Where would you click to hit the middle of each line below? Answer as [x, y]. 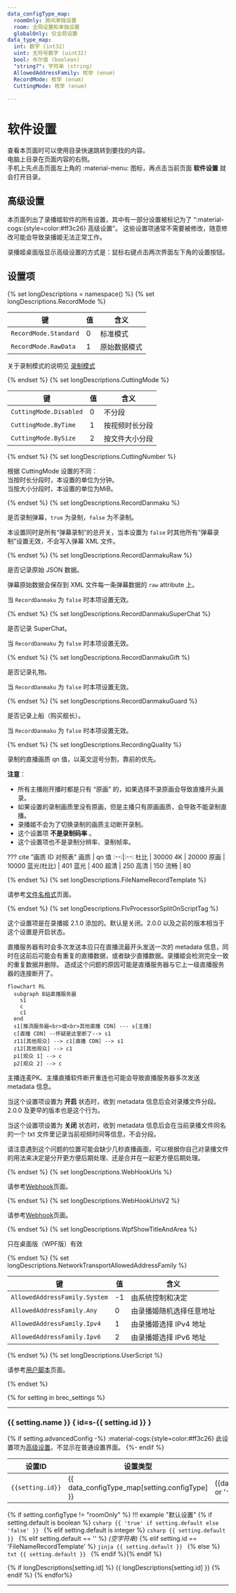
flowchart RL [26, 986]
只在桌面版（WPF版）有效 [45, 1243]
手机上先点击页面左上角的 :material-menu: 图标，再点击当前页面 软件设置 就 [117, 168]
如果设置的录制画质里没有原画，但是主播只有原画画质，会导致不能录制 [119, 806]
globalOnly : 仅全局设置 [46, 33]
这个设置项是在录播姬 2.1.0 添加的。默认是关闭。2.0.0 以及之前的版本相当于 [116, 923]
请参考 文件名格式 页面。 [41, 894]
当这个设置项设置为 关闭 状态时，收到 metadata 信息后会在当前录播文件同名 [117, 1125]
